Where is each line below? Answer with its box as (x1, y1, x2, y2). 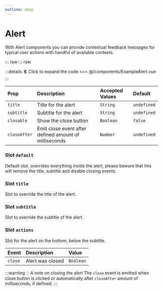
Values (99, 93, 116, 100)
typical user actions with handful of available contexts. (5, 49, 114, 55)
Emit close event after (37, 125, 87, 132)
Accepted (99, 87, 123, 94)
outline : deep (5, 7, 34, 12)
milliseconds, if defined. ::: (5, 280, 58, 286)
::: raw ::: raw (5, 59, 32, 65)
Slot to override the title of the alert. (5, 191, 76, 197)
